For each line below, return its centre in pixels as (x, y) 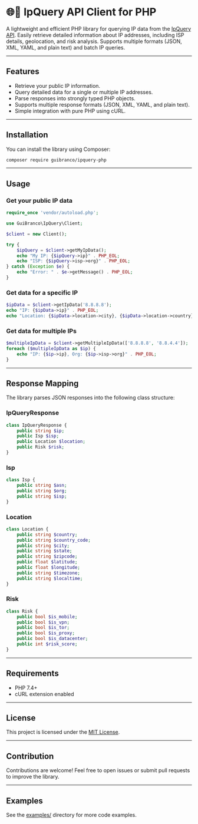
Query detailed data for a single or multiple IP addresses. (84, 92)
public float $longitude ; (49, 568)
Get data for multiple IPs (41, 331)
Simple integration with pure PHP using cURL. (70, 111)
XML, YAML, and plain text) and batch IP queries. (66, 47)
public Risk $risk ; (41, 447)
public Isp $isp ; (38, 436)
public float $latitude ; (47, 562)
